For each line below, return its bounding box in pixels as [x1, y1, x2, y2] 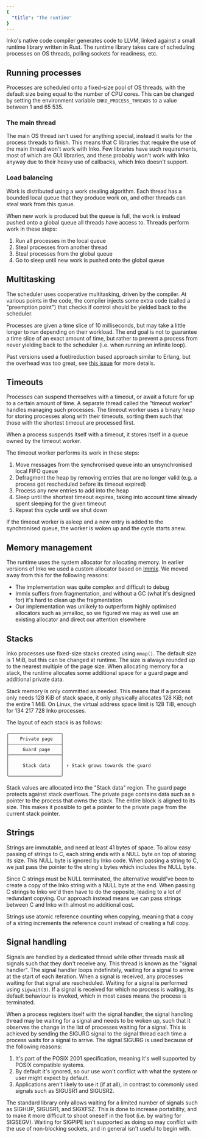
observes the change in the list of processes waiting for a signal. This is [6, 1023, 186, 1031]
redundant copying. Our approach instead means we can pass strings [6, 895, 181, 902]
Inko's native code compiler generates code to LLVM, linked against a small [6, 37, 195, 45]
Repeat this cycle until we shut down [15, 506, 108, 514]
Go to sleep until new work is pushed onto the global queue [15, 256, 165, 264]
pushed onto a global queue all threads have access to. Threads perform [6, 218, 189, 226]
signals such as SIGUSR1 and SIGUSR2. [15, 1087, 114, 1094]
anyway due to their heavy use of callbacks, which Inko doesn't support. [6, 158, 189, 165]
